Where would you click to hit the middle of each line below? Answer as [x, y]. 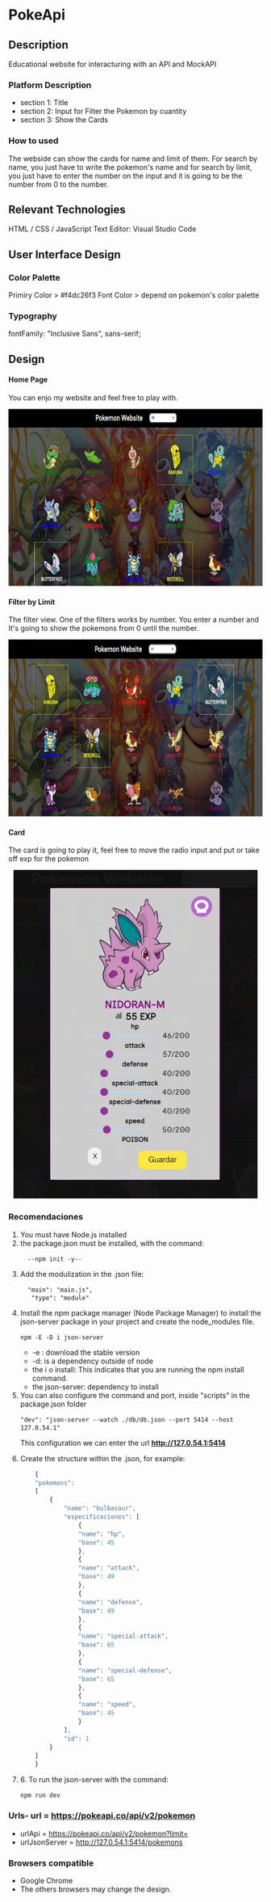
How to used [33, 141]
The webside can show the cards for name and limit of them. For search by [133, 158]
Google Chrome [46, 1880]
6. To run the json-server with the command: [94, 1780]
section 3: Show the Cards [64, 120]
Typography [33, 316]
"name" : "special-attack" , [123, 1636]
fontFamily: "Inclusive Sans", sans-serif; [75, 334]
